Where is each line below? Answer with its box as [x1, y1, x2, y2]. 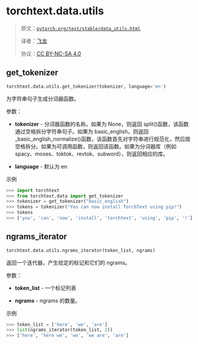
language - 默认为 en [14, 163, 67, 170]
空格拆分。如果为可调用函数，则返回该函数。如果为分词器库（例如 [14, 142, 177, 150]
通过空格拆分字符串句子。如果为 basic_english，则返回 [14, 128, 149, 135]
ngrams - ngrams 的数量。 [14, 297, 81, 304]
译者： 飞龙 [20, 37, 48, 44]
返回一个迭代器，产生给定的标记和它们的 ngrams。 [6, 259, 131, 266]
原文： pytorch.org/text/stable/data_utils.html [20, 24, 141, 32]
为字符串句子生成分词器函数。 [6, 95, 79, 102]
